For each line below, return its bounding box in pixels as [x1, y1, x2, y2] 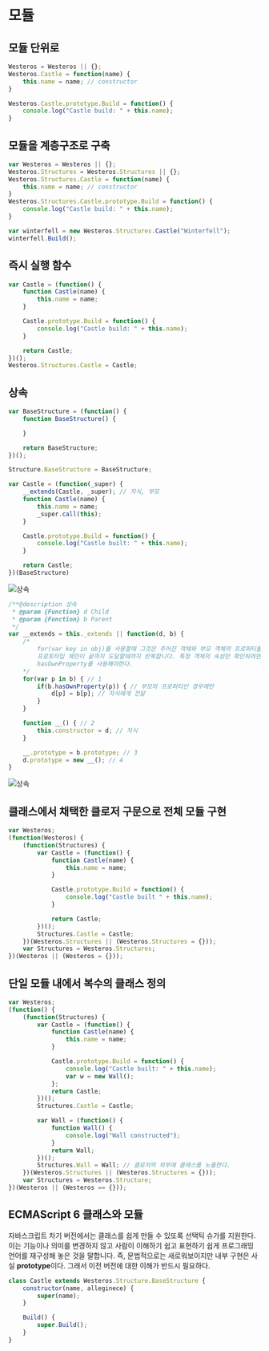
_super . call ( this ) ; [37, 510, 102, 518]
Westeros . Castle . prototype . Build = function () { [8, 99, 174, 107]
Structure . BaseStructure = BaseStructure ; [8, 466, 152, 474]
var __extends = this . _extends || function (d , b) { [8, 630, 184, 638]
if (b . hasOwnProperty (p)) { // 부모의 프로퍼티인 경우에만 [37, 682, 215, 690]
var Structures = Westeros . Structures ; [22, 944, 156, 953]
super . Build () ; [37, 1321, 88, 1329]
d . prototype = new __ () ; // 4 [22, 756, 124, 764]
